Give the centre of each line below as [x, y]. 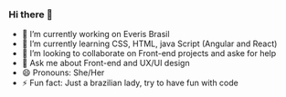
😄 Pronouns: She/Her [63, 73]
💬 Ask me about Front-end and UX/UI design [106, 63]
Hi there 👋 [31, 15]
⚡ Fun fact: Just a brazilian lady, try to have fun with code [130, 83]
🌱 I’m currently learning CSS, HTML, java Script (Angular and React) [149, 44]
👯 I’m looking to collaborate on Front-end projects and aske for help [149, 53]
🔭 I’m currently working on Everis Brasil [95, 34]
